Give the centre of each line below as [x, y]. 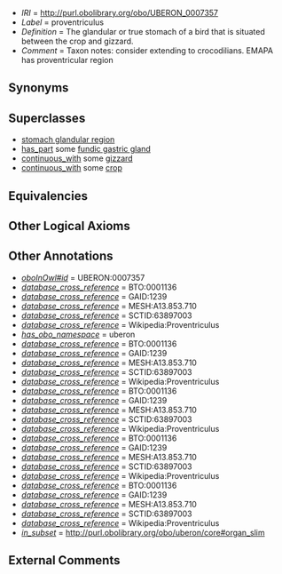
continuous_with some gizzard [77, 158]
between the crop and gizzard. [77, 41]
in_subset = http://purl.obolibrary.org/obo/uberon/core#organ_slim [143, 532]
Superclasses [47, 118]
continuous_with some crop [72, 168]
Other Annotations [61, 256]
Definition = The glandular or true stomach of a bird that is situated [143, 32]
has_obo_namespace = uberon [78, 334]
